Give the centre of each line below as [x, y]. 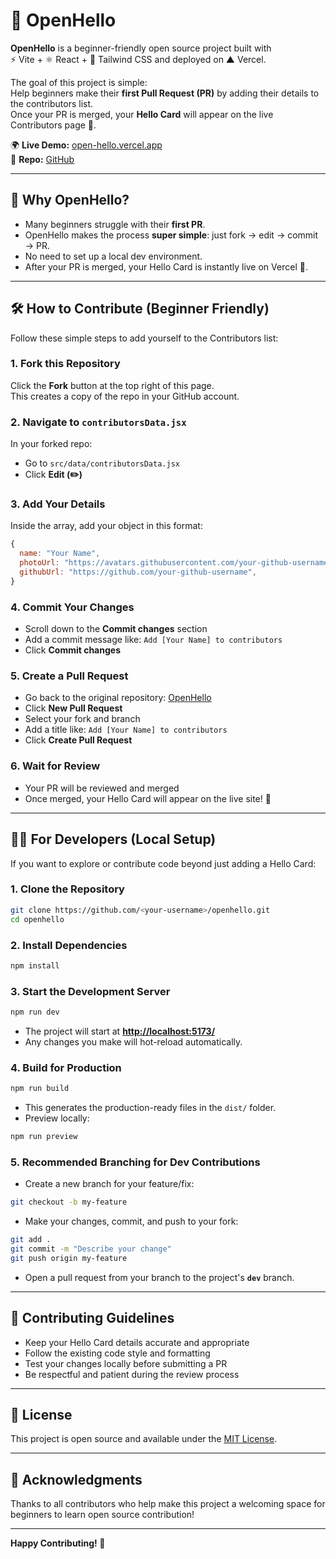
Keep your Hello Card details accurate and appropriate [137, 1342]
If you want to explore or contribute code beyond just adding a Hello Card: [163, 863]
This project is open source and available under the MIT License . [144, 1439]
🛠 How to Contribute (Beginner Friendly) [140, 309]
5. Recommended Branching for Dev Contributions [135, 1162]
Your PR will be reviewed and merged [102, 788]
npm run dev [35, 1012]
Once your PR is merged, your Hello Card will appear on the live [142, 114]
